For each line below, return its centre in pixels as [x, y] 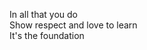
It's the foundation [47, 35]
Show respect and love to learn [73, 25]
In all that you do [43, 14]
